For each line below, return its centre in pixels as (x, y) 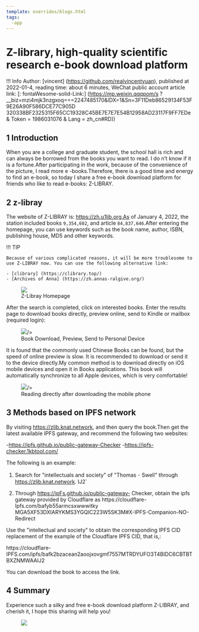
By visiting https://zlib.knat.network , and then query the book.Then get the (97, 427)
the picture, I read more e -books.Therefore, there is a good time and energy (100, 171)
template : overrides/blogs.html (46, 12)
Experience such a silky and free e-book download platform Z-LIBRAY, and (98, 605)
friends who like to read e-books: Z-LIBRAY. (60, 184)
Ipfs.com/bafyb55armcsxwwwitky (56, 505)
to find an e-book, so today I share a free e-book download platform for (94, 177)
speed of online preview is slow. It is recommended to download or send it (97, 356)
